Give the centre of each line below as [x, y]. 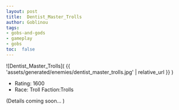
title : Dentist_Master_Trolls [44, 17]
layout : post [22, 11]
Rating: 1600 [29, 83]
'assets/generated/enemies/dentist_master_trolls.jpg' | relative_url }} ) [90, 72]
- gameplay [19, 38]
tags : [13, 28]
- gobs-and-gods [26, 33]
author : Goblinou [27, 22]
